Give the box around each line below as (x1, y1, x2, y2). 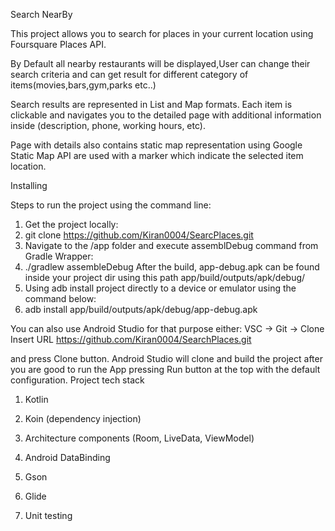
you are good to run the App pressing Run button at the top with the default (10, 364, 321, 375)
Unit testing (24, 510, 73, 521)
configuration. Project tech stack (10, 374, 145, 386)
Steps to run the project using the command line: (10, 199, 212, 211)
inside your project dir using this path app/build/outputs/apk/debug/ (24, 272, 306, 283)
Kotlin (24, 394, 49, 405)
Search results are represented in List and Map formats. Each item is (10, 99, 293, 110)
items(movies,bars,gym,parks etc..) (10, 79, 157, 91)
